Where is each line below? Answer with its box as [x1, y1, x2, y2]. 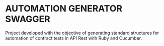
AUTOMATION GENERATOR [5, 3, 122, 14]
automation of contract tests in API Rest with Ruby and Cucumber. [5, 35, 142, 41]
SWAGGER [5, 13, 50, 25]
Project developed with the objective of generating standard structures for [5, 30, 159, 36]
